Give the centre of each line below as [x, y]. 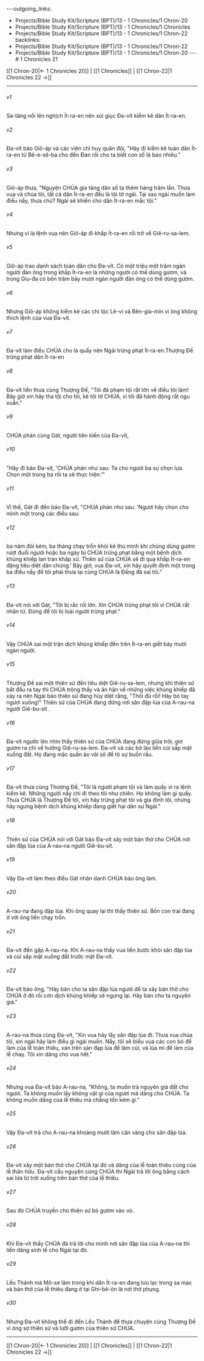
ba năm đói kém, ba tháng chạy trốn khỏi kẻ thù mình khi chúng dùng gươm [101, 546]
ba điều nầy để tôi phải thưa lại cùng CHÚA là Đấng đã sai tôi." [84, 572]
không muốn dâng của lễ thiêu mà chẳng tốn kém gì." [73, 1099]
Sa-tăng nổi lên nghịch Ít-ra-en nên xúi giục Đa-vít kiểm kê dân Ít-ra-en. [97, 116]
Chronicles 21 [41, 59]
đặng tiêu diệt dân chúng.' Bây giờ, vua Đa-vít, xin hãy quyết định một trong [101, 566]
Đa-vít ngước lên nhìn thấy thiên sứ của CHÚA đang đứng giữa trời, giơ [95, 741]
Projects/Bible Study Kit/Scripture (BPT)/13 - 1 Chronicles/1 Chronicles [103, 27]
